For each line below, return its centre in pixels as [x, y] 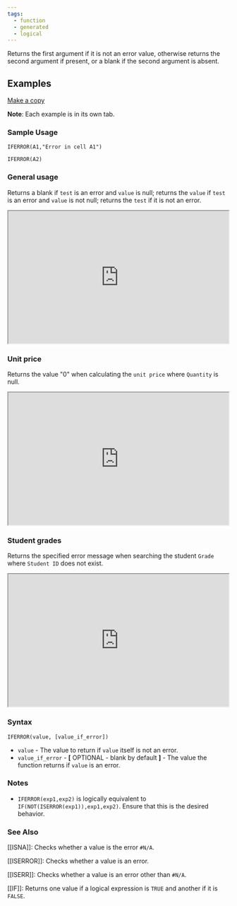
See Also [23, 832]
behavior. [31, 813]
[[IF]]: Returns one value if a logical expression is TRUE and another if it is [113, 888]
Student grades [35, 540]
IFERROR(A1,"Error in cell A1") [55, 147]
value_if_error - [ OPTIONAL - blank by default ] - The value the [112, 758]
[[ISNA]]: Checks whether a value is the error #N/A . [81, 847]
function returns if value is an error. [69, 765]
